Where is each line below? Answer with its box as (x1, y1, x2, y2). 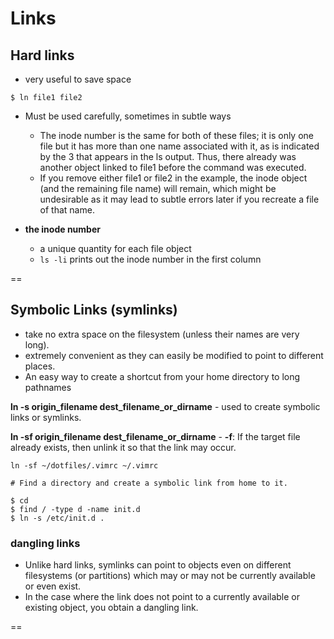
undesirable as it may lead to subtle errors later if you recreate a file (39, 193, 320, 205)
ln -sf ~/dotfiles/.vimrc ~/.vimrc (10, 460, 159, 471)
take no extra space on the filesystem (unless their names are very (24, 328, 300, 340)
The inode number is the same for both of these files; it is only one (39, 130, 315, 141)
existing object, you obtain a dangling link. (24, 602, 199, 614)
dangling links (10, 536, 81, 550)
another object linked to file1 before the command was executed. (39, 162, 307, 173)
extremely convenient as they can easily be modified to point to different (24, 349, 324, 361)
